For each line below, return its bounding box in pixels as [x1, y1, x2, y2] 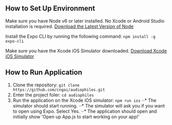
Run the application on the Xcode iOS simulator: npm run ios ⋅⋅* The [12, 97, 157, 103]
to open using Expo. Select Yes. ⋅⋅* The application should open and [12, 108, 157, 114]
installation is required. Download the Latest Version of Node [5, 23, 134, 29]
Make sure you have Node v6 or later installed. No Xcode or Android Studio [5, 17, 165, 24]
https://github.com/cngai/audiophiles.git [12, 87, 105, 92]
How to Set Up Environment [5, 4, 95, 13]
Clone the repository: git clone [12, 82, 80, 88]
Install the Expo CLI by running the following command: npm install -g [5, 33, 156, 39]
